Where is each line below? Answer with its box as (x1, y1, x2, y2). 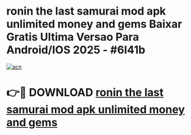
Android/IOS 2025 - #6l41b (6, 43, 145, 57)
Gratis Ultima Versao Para (6, 30, 139, 44)
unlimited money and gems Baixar (6, 17, 182, 31)
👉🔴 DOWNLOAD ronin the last (6, 86, 164, 100)
